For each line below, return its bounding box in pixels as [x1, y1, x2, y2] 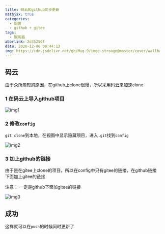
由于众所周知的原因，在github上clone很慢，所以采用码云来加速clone [5, 82, 144, 88]
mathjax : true [5, 12, 34, 17]
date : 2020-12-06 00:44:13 [5, 44, 60, 49]
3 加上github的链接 [5, 155, 51, 162]
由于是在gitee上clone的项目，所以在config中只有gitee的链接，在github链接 [5, 167, 157, 173]
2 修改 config [5, 120, 35, 127]
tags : [5, 30, 16, 35]
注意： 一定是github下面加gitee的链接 [5, 184, 81, 190]
